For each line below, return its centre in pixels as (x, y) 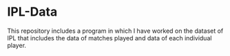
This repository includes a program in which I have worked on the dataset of (115, 31)
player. (17, 45)
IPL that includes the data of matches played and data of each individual (109, 38)
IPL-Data (32, 12)
